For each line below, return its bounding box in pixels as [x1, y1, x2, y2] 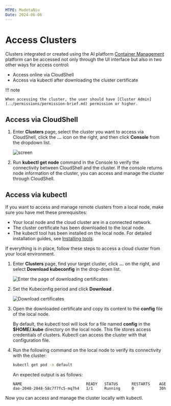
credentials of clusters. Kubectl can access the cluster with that [12, 332, 146, 338]
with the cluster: [12, 352, 47, 359]
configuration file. [12, 337, 50, 343]
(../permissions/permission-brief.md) [5, 102, 88, 107]
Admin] [137, 97, 152, 102]
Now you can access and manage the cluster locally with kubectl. [5, 395, 143, 401]
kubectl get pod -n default [12, 363, 72, 368]
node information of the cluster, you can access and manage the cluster [12, 170, 164, 176]
